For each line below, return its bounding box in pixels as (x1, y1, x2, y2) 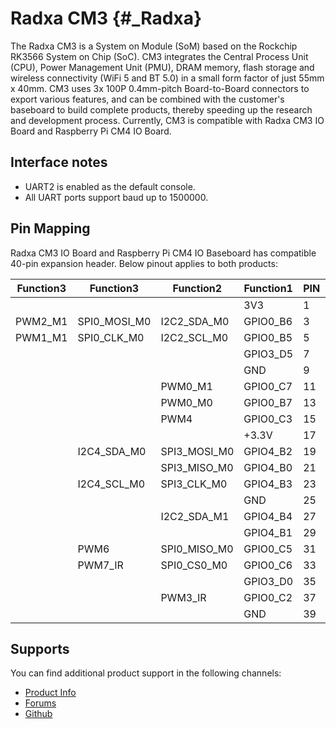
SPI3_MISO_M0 (160, 460, 234, 474)
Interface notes (10, 154, 108, 171)
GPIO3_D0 (243, 574, 294, 588)
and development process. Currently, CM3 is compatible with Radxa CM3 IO (10, 114, 325, 126)
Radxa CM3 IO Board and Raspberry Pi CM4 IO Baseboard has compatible (10, 247, 317, 259)
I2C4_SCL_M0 (77, 477, 146, 491)
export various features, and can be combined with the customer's (10, 93, 285, 105)
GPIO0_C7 (243, 379, 293, 393)
